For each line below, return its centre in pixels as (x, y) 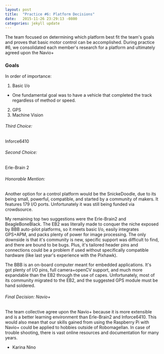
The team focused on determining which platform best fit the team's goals (80, 37)
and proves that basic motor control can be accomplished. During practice (80, 43)
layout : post (18, 10)
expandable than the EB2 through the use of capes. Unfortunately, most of (80, 275)
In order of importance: (28, 76)
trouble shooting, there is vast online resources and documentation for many (82, 332)
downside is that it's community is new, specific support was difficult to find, (82, 240)
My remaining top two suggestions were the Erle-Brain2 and (66, 219)
